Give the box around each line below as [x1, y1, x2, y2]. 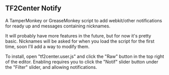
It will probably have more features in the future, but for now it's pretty [5, 32, 151, 39]
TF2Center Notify [5, 4, 62, 13]
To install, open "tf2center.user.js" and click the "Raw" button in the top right [5, 53, 164, 59]
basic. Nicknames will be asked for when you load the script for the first [5, 38, 155, 44]
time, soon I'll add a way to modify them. [5, 43, 90, 50]
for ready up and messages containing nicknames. [5, 23, 110, 29]
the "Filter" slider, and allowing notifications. [5, 64, 97, 70]
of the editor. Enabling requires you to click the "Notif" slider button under [5, 58, 159, 65]
